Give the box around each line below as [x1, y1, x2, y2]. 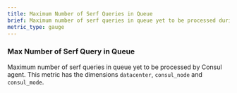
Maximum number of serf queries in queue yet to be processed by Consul [7, 63, 222, 71]
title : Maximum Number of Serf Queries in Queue [7, 10, 153, 18]
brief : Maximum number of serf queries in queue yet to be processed [7, 17, 217, 24]
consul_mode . [7, 77, 44, 86]
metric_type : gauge [7, 23, 65, 30]
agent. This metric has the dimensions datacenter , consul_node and [7, 70, 203, 78]
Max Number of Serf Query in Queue [7, 46, 135, 56]
